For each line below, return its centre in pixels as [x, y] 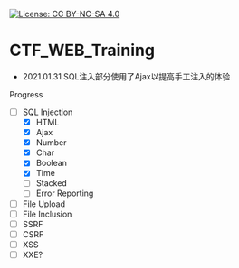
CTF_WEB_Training [82, 51]
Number [51, 143]
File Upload [44, 204]
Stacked [52, 183]
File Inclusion [47, 214]
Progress [26, 94]
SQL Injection [48, 112]
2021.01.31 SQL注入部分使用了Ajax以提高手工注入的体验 [126, 76]
